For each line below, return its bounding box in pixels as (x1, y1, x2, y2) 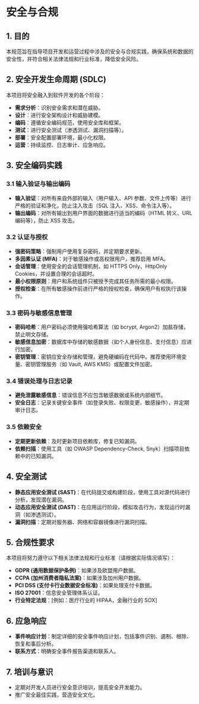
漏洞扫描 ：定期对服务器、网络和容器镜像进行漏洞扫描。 (14, 518, 150, 525)
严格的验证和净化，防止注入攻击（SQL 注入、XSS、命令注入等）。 (14, 202, 175, 209)
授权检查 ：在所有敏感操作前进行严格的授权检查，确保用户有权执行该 (14, 285, 182, 292)
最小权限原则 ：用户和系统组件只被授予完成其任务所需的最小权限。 (14, 278, 176, 285)
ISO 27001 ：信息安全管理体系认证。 (14, 589, 103, 596)
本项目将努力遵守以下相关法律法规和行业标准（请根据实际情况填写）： (6, 555, 175, 562)
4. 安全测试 (6, 472, 47, 482)
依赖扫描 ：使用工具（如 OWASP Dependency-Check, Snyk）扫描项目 (14, 445, 185, 452)
